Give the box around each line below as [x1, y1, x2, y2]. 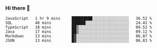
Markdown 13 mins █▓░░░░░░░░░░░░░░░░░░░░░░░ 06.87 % [5, 34, 152, 39]
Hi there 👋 [5, 5, 31, 12]
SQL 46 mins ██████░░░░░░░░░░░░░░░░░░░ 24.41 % [5, 20, 152, 26]
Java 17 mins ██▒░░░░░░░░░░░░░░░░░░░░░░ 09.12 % [5, 29, 152, 34]
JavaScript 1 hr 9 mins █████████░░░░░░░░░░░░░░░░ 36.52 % [5, 16, 152, 21]
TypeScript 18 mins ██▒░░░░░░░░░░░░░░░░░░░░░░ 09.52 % [5, 25, 152, 30]
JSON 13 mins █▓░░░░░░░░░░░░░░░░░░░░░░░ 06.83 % [5, 38, 152, 43]
